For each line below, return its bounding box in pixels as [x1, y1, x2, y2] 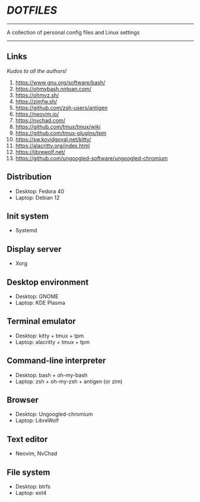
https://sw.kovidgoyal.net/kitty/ [15, 135, 91, 143]
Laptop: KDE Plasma [15, 299, 66, 306]
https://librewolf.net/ [15, 148, 66, 155]
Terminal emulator [7, 316, 76, 327]
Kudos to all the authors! [7, 67, 67, 74]
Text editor [7, 434, 48, 444]
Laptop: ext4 [15, 490, 47, 497]
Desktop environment [7, 277, 89, 287]
